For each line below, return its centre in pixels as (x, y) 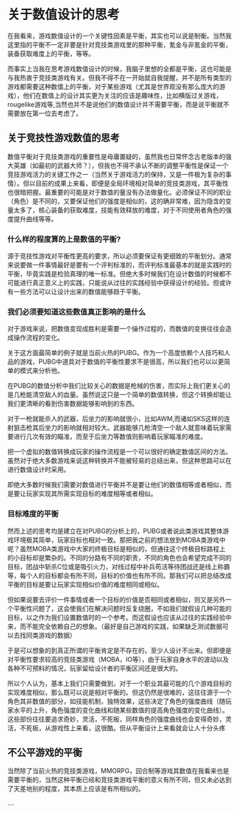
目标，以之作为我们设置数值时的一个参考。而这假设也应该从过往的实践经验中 (119, 617)
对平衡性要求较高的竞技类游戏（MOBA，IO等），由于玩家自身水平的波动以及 (118, 659)
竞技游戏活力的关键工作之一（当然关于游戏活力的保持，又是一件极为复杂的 (116, 174)
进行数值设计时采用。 (38, 470)
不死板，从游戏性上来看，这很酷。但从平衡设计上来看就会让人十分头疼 (122, 727)
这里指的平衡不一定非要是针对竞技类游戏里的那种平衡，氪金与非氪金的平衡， (119, 44)
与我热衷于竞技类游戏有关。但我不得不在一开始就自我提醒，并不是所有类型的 (119, 77)
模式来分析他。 (42, 371)
